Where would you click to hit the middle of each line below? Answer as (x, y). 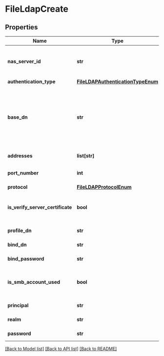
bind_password (26, 259)
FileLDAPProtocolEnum (104, 187)
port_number (23, 173)
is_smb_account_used (34, 282)
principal (18, 305)
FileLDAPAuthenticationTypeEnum (117, 82)
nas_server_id (24, 61)
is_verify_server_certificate (40, 207)
